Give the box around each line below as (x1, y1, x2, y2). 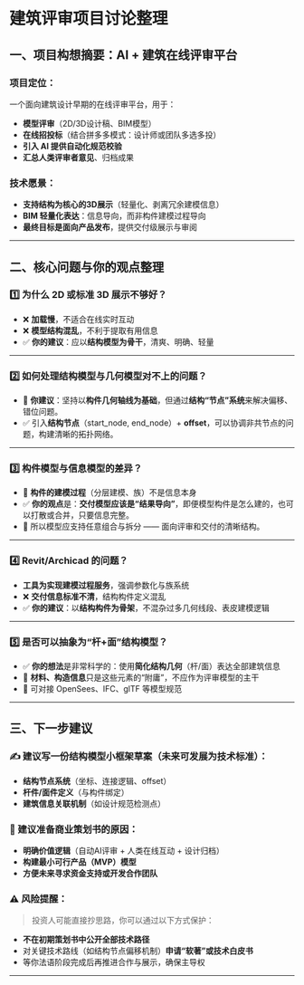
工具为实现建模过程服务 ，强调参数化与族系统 (22, 579, 190, 590)
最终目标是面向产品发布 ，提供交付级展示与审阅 (22, 222, 197, 233)
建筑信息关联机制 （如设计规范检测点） (22, 798, 166, 808)
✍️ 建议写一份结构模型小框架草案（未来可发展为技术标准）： (9, 751, 269, 763)
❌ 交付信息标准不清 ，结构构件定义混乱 (22, 590, 166, 602)
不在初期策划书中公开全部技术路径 (22, 934, 150, 945)
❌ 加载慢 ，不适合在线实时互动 (22, 313, 135, 324)
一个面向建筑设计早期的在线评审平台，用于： (9, 99, 176, 110)
